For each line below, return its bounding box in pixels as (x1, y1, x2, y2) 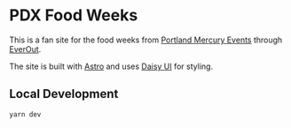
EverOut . (9, 43, 42, 54)
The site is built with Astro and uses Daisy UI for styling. (9, 61, 214, 72)
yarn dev (9, 109, 42, 119)
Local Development (9, 87, 119, 102)
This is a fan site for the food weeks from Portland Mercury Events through (9, 34, 283, 45)
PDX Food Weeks (9, 5, 138, 26)
